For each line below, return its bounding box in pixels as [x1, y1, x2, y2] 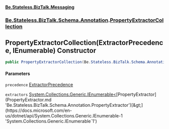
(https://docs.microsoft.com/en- [5, 107, 72, 113]
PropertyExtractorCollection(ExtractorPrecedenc [5, 38, 163, 47]
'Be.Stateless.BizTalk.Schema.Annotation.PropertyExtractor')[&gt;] [5, 102, 143, 108]
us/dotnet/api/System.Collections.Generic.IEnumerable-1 [5, 113, 123, 119]
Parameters [5, 71, 30, 77]
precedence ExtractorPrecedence [5, 82, 73, 88]
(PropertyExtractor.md [5, 97, 52, 103]
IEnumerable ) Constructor [12, 46, 97, 55]
